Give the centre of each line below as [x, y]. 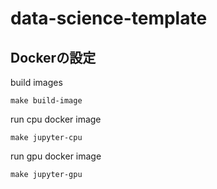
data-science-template [109, 18]
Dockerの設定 [53, 57]
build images [36, 82]
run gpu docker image [56, 156]
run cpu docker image [56, 119]
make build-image [46, 101]
